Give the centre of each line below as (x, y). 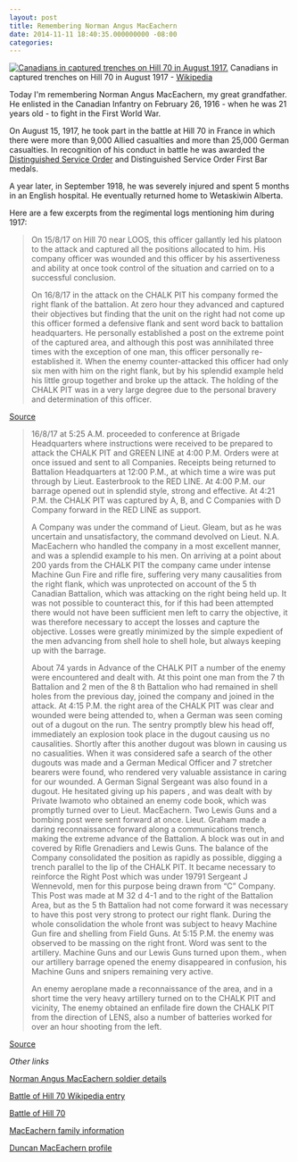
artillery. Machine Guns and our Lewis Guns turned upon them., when (159, 953)
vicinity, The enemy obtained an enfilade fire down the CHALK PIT (153, 1008)
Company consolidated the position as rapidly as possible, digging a (157, 857)
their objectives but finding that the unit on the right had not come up (158, 314)
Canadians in (254, 68)
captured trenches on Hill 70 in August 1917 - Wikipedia (111, 78)
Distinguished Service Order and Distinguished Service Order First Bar (138, 159)
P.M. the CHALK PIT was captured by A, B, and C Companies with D (156, 500)
